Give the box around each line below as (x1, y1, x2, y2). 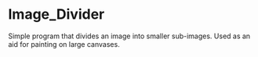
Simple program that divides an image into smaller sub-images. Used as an (8, 31, 251, 41)
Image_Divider (8, 5, 105, 23)
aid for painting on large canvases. (8, 39, 120, 48)
